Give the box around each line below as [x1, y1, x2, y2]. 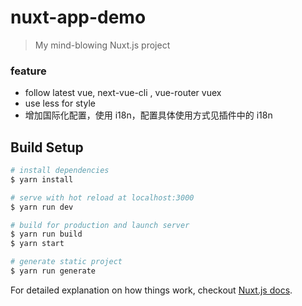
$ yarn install [10, 174, 74, 185]
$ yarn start [10, 239, 65, 249]
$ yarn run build [10, 229, 83, 240]
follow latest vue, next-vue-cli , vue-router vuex [24, 87, 222, 99]
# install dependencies [10, 166, 110, 176]
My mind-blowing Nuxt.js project [34, 39, 171, 51]
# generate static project [10, 257, 123, 267]
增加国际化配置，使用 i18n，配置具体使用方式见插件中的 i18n [24, 109, 273, 121]
